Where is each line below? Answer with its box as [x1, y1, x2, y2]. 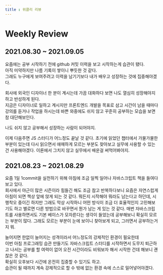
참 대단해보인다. [5, 114, 36, 120]
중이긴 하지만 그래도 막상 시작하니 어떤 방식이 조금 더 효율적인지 [18, 200, 139, 206]
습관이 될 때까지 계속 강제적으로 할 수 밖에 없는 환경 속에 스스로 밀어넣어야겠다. [5, 265, 154, 271]
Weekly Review [5, 28, 69, 39]
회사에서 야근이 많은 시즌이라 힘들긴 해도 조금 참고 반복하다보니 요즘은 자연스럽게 [5, 188, 159, 193]
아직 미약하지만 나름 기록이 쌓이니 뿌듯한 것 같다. [5, 67, 97, 73]
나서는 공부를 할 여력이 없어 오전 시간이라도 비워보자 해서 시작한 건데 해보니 [10, 247, 153, 253]
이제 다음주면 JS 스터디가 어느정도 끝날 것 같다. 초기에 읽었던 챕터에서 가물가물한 [5, 135, 158, 141]
